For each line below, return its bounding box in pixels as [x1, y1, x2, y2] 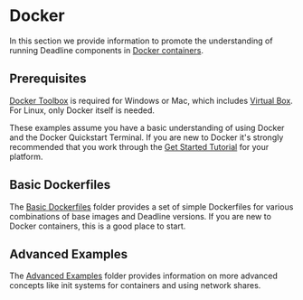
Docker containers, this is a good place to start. [9, 220, 186, 231]
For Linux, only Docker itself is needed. [9, 105, 156, 116]
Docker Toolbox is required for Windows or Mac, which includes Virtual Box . [9, 95, 294, 106]
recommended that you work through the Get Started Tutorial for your [9, 141, 270, 152]
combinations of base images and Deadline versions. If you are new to [9, 211, 271, 221]
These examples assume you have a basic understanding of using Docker [9, 122, 285, 133]
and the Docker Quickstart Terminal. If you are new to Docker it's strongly [9, 132, 284, 143]
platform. [9, 151, 43, 162]
